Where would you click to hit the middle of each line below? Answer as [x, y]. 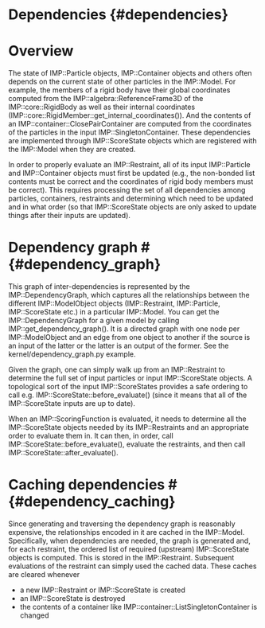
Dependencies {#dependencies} [119, 15]
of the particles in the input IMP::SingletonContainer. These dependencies [129, 132]
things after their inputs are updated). [70, 216]
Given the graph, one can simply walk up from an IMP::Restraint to [117, 370]
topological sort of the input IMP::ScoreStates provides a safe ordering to [128, 387]
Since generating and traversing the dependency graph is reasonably [122, 524]
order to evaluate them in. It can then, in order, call [91, 436]
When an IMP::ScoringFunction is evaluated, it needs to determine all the [127, 419]
